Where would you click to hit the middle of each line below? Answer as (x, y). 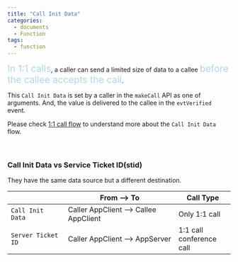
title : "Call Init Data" (44, 14)
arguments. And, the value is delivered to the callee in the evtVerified (109, 103)
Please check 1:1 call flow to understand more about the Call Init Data (112, 124)
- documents (32, 27)
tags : (15, 40)
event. (17, 110)
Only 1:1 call (199, 215)
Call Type (203, 198)
